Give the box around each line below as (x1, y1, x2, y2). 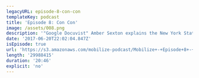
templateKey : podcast (6, 14, 60, 20)
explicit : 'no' (6, 63, 44, 69)
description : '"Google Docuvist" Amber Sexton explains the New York (6, 30, 182, 36)
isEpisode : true (6, 42, 46, 48)
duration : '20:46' (6, 57, 52, 63)
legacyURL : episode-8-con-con (6, 8, 81, 15)
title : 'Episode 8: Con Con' (6, 19, 78, 25)
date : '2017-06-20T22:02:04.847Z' (6, 36, 92, 42)
